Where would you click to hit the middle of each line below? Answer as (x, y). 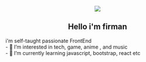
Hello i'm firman (98, 27)
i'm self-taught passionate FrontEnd (48, 41)
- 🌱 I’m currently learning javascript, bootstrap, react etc (73, 53)
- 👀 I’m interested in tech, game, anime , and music (67, 47)
